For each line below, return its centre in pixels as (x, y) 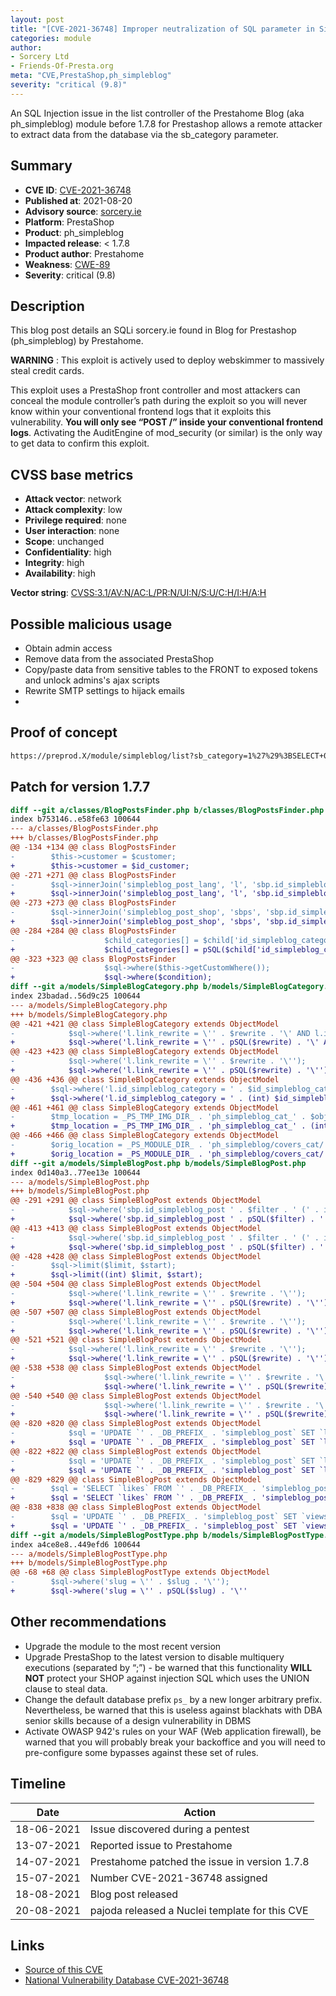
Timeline (38, 1784)
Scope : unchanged (64, 542)
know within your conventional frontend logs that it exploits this (141, 412)
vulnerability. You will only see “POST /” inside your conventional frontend (167, 422)
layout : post (37, 19)
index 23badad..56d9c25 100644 (75, 996)
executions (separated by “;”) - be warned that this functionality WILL (168, 1667)
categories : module (51, 38)
